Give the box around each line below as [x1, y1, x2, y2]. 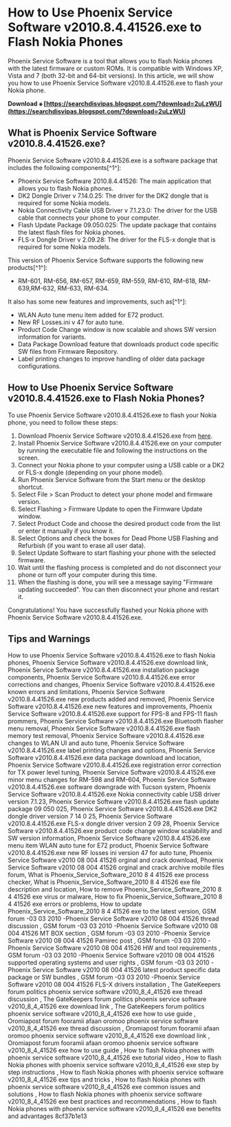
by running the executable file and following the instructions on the [17, 446, 208, 454]
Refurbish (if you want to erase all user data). [17, 541, 146, 549]
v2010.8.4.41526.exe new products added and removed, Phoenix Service [8, 695, 215, 704]
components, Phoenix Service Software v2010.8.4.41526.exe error [8, 673, 195, 682]
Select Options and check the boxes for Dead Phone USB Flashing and [17, 534, 219, 542]
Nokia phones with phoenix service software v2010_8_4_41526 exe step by [8, 1061, 219, 1069]
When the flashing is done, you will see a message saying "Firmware [17, 578, 213, 586]
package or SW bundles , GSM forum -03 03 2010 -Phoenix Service [8, 973, 201, 982]
